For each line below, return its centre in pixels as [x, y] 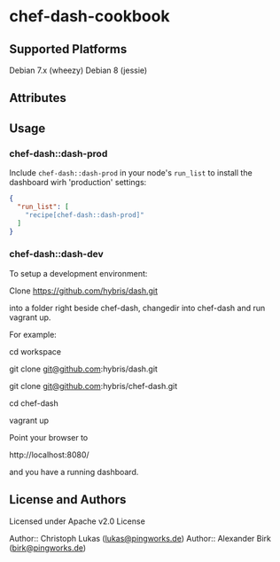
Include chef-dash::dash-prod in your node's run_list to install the [131, 173]
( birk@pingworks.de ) [48, 548]
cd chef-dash [34, 403]
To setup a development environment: [78, 273]
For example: [33, 334]
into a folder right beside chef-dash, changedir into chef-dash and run [137, 308]
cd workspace [35, 351]
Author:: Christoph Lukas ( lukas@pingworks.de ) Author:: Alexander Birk [140, 538]
